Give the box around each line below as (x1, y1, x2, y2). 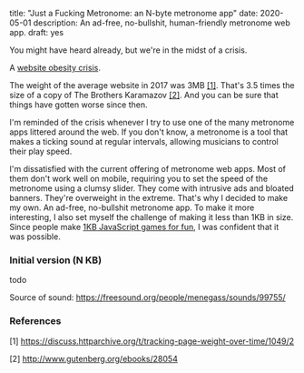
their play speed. (9, 146, 73, 156)
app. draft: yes (9, 27, 64, 37)
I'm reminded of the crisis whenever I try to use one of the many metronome (9, 117, 295, 127)
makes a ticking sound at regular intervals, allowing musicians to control (9, 136, 279, 146)
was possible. (9, 231, 61, 242)
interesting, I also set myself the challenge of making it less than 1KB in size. (9, 212, 294, 222)
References (9, 315, 62, 328)
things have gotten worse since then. (9, 99, 148, 110)
